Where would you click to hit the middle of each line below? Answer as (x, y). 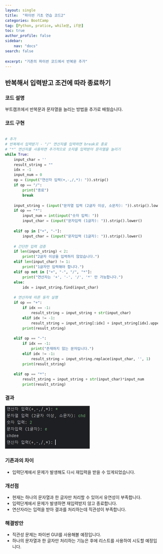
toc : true (15, 31)
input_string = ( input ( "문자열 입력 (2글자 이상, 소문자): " (71, 206)
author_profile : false (28, 36)
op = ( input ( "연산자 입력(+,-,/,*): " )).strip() (61, 180)
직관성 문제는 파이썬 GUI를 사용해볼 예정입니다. (57, 535)
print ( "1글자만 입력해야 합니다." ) (53, 267)
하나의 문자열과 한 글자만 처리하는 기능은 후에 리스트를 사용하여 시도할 (78, 541)
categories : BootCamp (27, 20)
